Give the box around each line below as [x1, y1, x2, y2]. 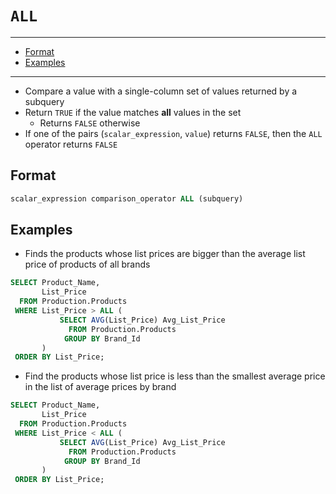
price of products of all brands [24, 258, 151, 271]
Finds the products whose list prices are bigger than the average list [24, 248, 306, 260]
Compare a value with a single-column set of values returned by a [24, 85, 298, 97]
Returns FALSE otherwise [39, 117, 141, 129]
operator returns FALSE [24, 138, 118, 150]
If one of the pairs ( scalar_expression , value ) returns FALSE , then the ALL [24, 127, 323, 139]
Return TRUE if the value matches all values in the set [24, 106, 242, 118]
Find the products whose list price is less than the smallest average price [24, 370, 326, 382]
